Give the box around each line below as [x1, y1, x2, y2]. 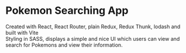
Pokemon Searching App [5, 4, 129, 17]
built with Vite [5, 29, 39, 36]
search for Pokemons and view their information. [5, 41, 123, 48]
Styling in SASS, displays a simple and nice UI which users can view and [5, 35, 180, 42]
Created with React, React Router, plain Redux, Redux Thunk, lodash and [5, 23, 181, 30]
